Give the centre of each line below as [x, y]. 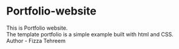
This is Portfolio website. [37, 28]
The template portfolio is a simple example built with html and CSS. [90, 34]
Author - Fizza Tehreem [36, 41]
